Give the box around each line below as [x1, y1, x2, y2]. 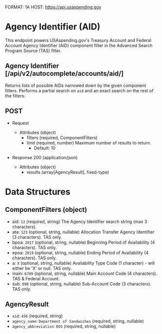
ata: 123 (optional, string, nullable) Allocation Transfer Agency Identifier [12, 229, 155, 235]
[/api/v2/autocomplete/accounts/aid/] [5, 69, 124, 78]
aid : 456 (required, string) [12, 313, 63, 319]
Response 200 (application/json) [12, 154, 78, 160]
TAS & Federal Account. [12, 275, 60, 281]
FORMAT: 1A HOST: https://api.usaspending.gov [5, 4, 102, 10]
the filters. [5, 93, 26, 99]
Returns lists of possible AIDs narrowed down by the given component [5, 83, 146, 88]
